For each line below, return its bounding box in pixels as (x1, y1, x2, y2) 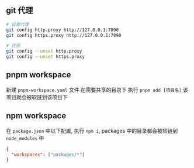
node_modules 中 (6, 134, 44, 142)
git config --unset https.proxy (6, 54, 85, 60)
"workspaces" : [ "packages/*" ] (11, 152, 85, 157)
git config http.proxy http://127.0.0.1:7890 (6, 27, 119, 33)
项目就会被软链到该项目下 (6, 93, 68, 101)
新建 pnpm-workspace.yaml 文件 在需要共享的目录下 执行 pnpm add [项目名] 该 (6, 86, 189, 93)
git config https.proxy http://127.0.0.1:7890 (6, 32, 122, 38)
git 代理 (6, 5, 33, 16)
